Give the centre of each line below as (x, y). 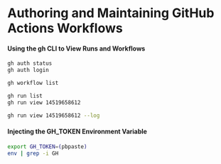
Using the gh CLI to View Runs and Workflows (76, 48)
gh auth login (28, 70)
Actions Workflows (65, 28)
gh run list (25, 96)
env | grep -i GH (33, 153)
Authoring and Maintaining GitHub (111, 13)
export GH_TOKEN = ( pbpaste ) (47, 147)
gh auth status (30, 63)
